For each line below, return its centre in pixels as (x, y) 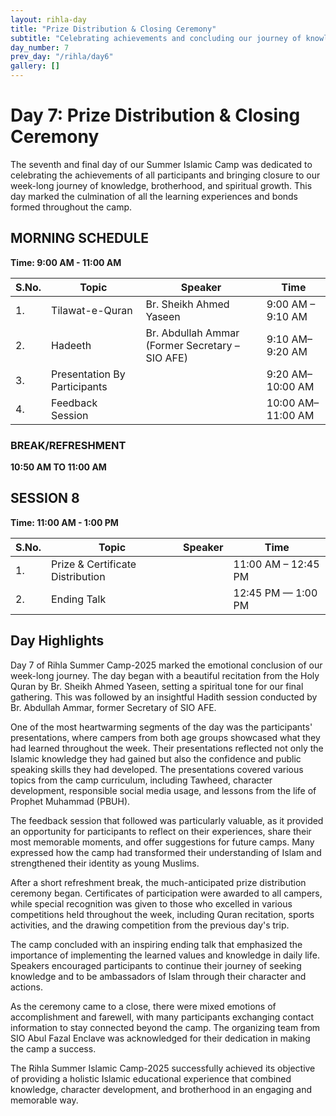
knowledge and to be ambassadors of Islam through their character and (158, 976)
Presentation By (88, 374)
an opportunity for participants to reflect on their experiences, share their (161, 831)
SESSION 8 (45, 498)
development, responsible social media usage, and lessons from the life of (163, 790)
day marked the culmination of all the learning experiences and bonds (154, 196)
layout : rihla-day (48, 19)
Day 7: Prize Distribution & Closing (155, 115)
